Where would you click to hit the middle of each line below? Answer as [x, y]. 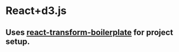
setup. [18, 41]
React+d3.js [36, 11]
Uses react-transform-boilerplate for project [89, 32]
